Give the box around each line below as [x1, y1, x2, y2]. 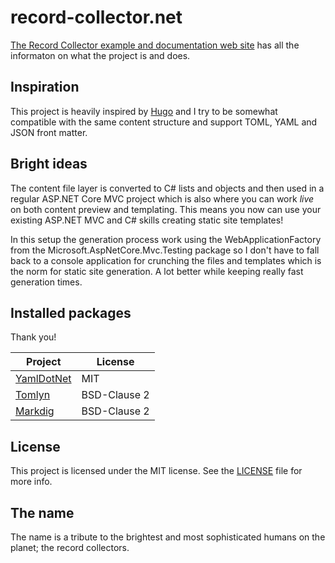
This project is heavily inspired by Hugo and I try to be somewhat [10, 105, 278, 117]
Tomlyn [15, 388, 51, 402]
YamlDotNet [15, 372, 72, 386]
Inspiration [10, 79, 80, 96]
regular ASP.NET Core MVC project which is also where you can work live [10, 192, 315, 205]
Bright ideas [10, 156, 88, 173]
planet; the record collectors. [10, 542, 130, 553]
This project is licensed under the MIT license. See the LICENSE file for [10, 465, 303, 477]
